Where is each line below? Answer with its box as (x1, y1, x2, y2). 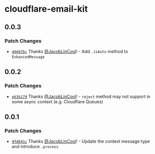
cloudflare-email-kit (4, 3, 88, 15)
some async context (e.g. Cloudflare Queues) (11, 98, 103, 104)
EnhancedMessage (11, 55, 45, 59)
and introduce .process (11, 144, 59, 150)
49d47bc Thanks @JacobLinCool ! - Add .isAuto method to (11, 48, 128, 54)
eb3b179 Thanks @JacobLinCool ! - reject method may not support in (11, 94, 151, 99)
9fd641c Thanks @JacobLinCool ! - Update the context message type (11, 138, 150, 144)
